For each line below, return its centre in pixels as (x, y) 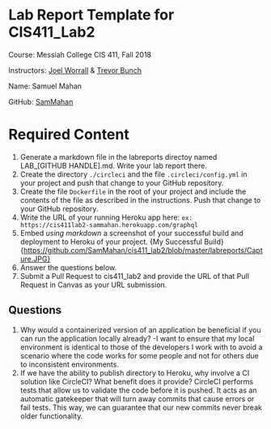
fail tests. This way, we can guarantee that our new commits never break (141, 407)
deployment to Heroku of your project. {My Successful (111, 242)
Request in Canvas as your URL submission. (93, 285)
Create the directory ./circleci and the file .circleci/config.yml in (134, 174)
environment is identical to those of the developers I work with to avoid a (141, 347)
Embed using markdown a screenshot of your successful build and (132, 233)
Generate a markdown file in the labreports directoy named (119, 157)
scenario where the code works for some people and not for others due (139, 355)
